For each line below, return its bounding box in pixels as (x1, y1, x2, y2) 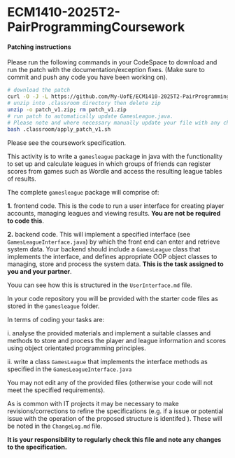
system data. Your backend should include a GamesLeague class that (7, 244, 201, 253)
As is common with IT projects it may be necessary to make (7, 399, 180, 408)
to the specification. (7, 443, 68, 451)
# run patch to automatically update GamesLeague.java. (7, 113, 173, 120)
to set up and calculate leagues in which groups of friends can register (7, 159, 211, 168)
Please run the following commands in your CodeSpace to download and (7, 58, 218, 67)
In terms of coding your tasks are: (7, 315, 105, 324)
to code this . (7, 216, 44, 225)
